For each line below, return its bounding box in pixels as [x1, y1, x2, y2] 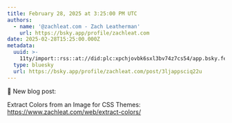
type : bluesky [13, 61, 54, 68]
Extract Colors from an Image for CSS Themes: [7, 100, 141, 108]
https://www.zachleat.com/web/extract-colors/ [7, 108, 142, 116]
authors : [7, 17, 32, 23]
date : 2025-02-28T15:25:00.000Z [7, 36, 100, 43]
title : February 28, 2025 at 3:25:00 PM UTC [7, 10, 137, 17]
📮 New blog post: [7, 87, 57, 95]
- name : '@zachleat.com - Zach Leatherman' [13, 23, 140, 30]
